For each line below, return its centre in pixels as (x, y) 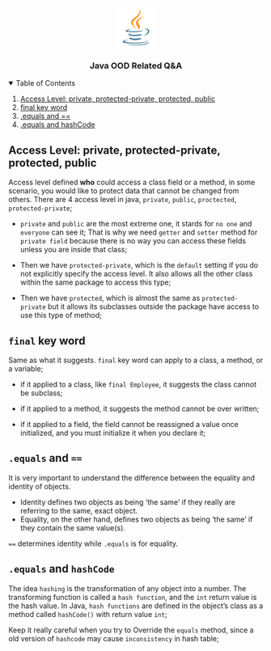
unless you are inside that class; (74, 250)
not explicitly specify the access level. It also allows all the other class (136, 274)
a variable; (26, 368)
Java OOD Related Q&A (136, 66)
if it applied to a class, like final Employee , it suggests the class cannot (138, 384)
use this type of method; (61, 315)
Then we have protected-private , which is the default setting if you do (139, 265)
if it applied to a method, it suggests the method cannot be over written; (140, 408)
